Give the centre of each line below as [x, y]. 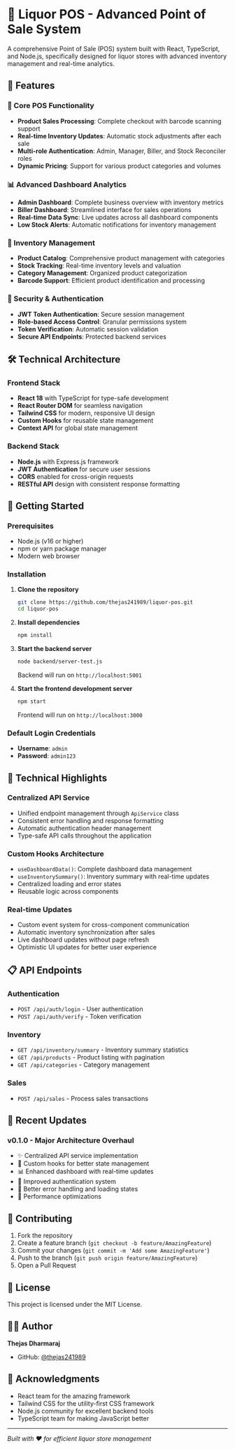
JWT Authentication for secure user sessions [84, 469]
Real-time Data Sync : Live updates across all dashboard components [118, 217]
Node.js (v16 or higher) [50, 541]
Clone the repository [48, 590]
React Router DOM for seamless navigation [80, 406]
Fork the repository [45, 1236]
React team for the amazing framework [74, 1396]
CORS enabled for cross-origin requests [76, 476]
